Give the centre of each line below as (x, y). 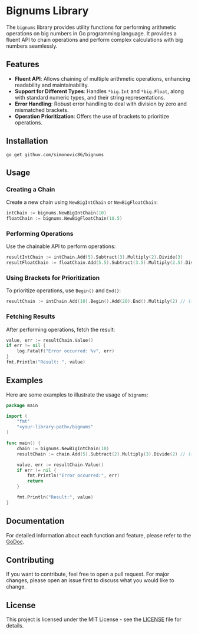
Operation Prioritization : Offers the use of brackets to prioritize (92, 116)
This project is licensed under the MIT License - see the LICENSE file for (94, 619)
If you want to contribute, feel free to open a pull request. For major (88, 574)
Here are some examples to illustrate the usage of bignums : (77, 394)
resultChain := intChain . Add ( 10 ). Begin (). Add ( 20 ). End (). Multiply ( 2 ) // (96, 302)
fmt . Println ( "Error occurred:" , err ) (73, 475)
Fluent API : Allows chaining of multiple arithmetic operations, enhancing (102, 78)
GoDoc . (15, 541)
